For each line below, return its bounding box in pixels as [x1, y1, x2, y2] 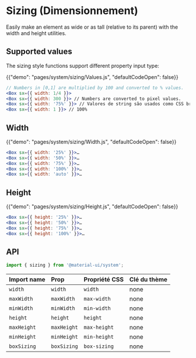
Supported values [6, 47, 72, 57]
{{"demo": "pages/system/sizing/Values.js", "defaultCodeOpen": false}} [6, 73, 179, 80]
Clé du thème [129, 276, 168, 284]
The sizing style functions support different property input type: [6, 62, 159, 69]
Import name [9, 276, 45, 284]
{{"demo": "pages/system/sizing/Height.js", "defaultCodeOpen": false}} [6, 203, 178, 210]
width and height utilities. [6, 29, 66, 36]
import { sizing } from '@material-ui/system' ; [6, 262, 124, 268]
